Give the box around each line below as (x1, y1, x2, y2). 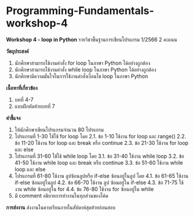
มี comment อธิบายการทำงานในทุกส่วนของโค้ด (14, 192, 109, 199)
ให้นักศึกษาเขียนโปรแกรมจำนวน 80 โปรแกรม (14, 126, 104, 133)
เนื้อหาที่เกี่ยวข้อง (6, 84, 38, 91)
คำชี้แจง (6, 114, 21, 121)
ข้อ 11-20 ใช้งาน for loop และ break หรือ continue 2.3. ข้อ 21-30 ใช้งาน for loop (14, 139, 189, 146)
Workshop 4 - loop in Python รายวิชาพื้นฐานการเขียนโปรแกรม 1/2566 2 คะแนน (6, 36, 177, 43)
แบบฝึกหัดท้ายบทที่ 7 (14, 103, 56, 110)
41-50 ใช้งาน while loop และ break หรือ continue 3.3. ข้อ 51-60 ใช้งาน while (14, 159, 183, 166)
